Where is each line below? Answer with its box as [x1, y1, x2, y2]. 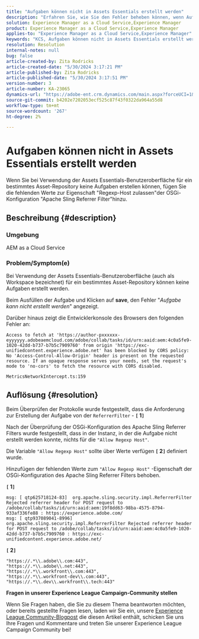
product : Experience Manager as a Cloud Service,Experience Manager [6, 25, 179, 31]
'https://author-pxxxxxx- [56, 332, 120, 339]
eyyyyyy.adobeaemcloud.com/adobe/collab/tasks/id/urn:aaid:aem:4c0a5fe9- [6, 337, 192, 343]
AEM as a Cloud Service [6, 244, 65, 251]
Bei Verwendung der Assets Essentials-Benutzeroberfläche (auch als [6, 273, 175, 280]
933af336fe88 [6, 510, 38, 516]
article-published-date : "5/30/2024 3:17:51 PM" [6, 75, 129, 81]
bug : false [6, 53, 33, 59]
